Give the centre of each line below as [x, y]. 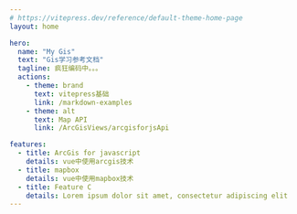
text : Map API [61, 120]
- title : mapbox [48, 170]
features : [28, 144]
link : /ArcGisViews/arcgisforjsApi [101, 128]
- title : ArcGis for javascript [80, 153]
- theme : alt [51, 111]
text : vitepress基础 [71, 94]
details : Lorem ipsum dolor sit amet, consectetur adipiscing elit [157, 196]
